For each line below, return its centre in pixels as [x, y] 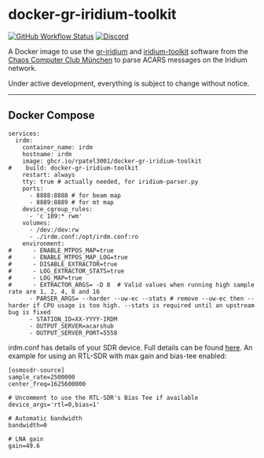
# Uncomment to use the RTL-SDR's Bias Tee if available [103, 398]
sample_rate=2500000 [42, 377]
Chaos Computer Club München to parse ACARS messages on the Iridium [128, 60]
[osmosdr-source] [37, 370]
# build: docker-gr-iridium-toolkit [73, 168]
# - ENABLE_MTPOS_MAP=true [61, 250]
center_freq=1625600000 [47, 384]
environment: [44, 244]
